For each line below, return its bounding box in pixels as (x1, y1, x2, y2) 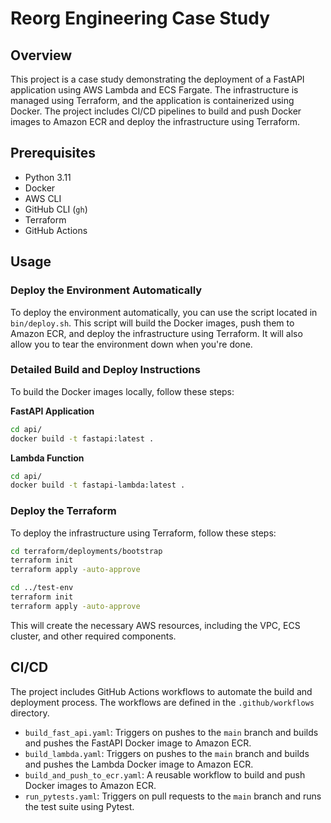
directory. (10, 707, 50, 719)
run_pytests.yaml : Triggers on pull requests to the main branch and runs (24, 790, 322, 802)
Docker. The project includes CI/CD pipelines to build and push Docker (10, 105, 302, 117)
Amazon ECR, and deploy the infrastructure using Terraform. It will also (10, 327, 303, 339)
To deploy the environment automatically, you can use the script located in (10, 306, 318, 318)
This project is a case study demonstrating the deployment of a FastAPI (10, 73, 305, 85)
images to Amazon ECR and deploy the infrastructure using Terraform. (10, 116, 301, 127)
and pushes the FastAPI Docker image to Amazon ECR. (24, 737, 252, 749)
